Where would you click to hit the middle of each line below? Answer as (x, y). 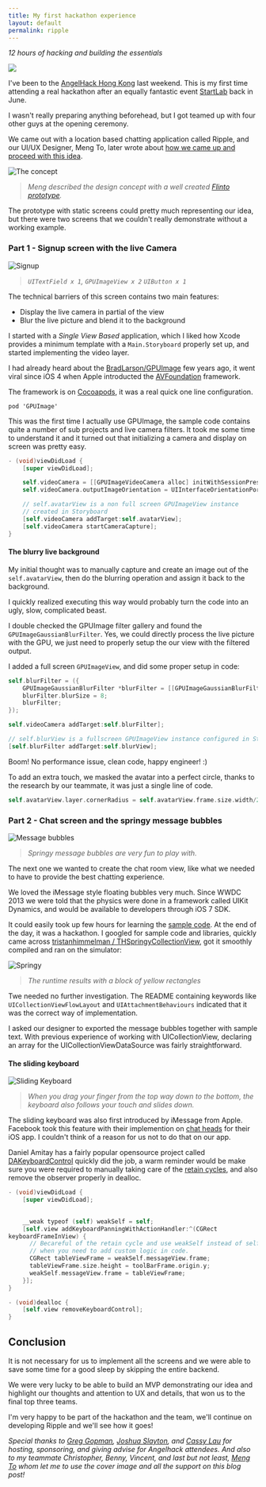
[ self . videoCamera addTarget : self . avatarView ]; (102, 519)
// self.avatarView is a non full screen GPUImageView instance (131, 504)
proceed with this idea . (46, 156)
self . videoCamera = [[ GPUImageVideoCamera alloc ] (106, 483)
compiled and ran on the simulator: (65, 949)
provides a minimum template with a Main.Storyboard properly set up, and (129, 344)
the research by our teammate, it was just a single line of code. (111, 785)
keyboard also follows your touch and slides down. (111, 1105)
